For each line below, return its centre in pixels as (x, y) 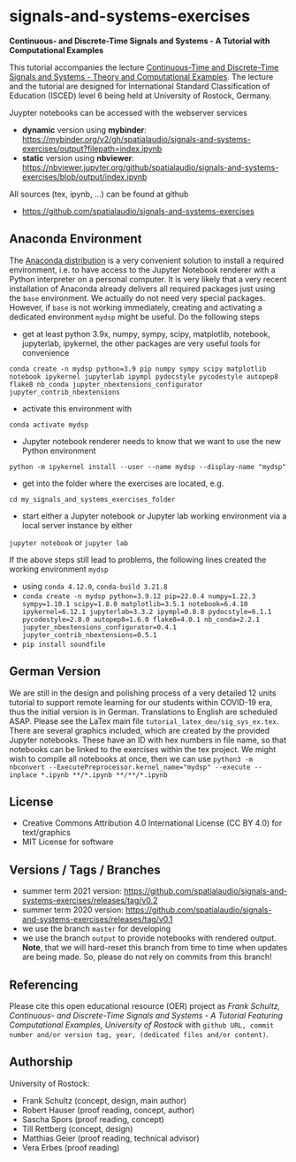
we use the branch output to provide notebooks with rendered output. (149, 938)
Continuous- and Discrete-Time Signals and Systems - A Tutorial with (140, 41)
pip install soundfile (64, 644)
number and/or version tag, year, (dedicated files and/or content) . (139, 1034)
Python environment (59, 450)
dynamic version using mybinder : (84, 129)
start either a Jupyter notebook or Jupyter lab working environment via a (154, 516)
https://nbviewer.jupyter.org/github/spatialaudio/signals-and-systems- (150, 167)
